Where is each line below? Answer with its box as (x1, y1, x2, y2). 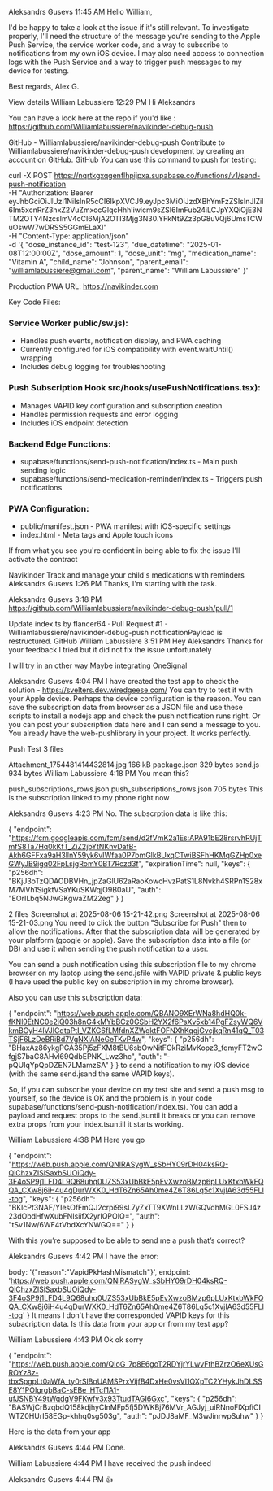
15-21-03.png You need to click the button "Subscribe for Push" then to (8, 918, 247, 928)
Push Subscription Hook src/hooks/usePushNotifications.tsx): (8, 382, 262, 394)
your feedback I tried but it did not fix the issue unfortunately (8, 645, 212, 655)
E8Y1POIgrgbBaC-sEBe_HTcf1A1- (8, 1385, 120, 1395)
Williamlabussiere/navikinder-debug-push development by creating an (8, 146, 245, 155)
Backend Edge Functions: (8, 438, 111, 450)
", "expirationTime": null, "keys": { (138, 859, 251, 869)
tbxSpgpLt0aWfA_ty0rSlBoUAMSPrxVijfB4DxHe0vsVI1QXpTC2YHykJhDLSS (8, 1376, 262, 1386)
